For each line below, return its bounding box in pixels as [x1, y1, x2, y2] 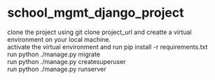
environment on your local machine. [7, 35, 111, 43]
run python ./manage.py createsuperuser [7, 57, 126, 65]
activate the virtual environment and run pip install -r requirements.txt [7, 42, 208, 51]
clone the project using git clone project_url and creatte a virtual [7, 28, 192, 36]
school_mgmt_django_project [7, 5, 184, 21]
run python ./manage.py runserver [7, 65, 106, 73]
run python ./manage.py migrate [7, 50, 100, 58]
